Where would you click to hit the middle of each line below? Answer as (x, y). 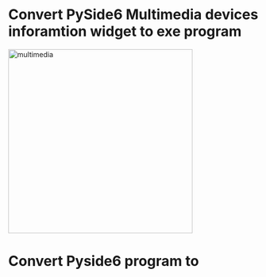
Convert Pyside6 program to (104, 262)
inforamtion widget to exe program (125, 31)
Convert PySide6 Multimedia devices (133, 15)
